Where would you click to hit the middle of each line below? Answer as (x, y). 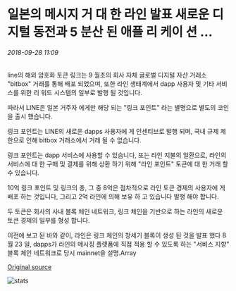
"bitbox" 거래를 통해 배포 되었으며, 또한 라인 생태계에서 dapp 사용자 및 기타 (111, 84)
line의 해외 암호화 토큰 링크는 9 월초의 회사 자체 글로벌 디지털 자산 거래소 (107, 75)
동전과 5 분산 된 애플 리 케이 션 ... (123, 32)
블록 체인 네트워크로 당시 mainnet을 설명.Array (72, 253)
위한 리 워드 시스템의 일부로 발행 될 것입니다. (81, 93)
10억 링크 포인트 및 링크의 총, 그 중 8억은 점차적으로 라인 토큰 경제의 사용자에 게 (116, 188)
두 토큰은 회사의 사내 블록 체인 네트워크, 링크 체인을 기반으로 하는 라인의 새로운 (115, 211)
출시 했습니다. (33, 116)
